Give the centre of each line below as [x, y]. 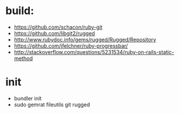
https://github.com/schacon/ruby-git [58, 27]
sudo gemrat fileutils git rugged [52, 105]
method [23, 58]
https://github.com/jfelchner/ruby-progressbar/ [71, 46]
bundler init [28, 98]
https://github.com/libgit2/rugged [54, 33]
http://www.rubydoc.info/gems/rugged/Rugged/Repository [85, 39]
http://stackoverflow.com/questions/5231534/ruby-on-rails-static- [94, 52]
